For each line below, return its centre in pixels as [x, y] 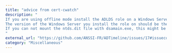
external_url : [20, 38]
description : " [21, 15]
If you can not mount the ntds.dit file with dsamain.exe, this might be [86, 29]
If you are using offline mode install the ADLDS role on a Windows [80, 19]
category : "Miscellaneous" [34, 43]
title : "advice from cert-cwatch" [42, 10]
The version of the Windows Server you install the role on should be [82, 24]
